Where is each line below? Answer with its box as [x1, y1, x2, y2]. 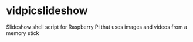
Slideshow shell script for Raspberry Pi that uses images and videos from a [6, 23, 188, 30]
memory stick [6, 29, 39, 36]
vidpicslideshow [6, 4, 88, 17]
